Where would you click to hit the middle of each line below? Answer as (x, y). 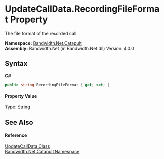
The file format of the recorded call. (41, 33)
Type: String (18, 107)
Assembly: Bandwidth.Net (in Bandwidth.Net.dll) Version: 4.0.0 (70, 48)
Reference (16, 135)
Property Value (21, 96)
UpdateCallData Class (27, 146)
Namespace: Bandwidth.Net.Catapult (43, 43)
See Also (19, 123)
